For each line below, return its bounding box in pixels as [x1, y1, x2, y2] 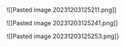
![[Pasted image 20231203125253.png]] [6, 32, 120, 40]
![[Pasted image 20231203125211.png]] [6, 6, 117, 14]
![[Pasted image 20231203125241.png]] [6, 19, 118, 27]
